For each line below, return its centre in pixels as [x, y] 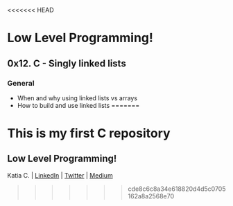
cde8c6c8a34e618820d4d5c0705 [177, 189]
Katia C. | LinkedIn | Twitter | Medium [60, 175]
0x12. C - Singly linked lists [67, 63]
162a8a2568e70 [151, 196]
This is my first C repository [89, 133]
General [21, 83]
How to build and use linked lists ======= [78, 105]
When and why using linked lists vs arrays [77, 98]
